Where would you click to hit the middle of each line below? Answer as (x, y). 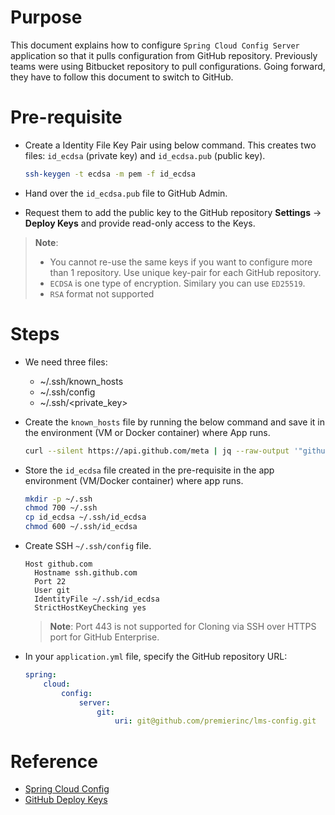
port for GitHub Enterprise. (104, 637)
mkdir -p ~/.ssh (58, 499)
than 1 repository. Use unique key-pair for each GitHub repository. (185, 272)
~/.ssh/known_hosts (81, 381)
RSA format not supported (102, 293)
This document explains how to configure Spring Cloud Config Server (155, 45)
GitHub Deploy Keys (66, 800)
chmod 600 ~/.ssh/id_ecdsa (81, 527)
